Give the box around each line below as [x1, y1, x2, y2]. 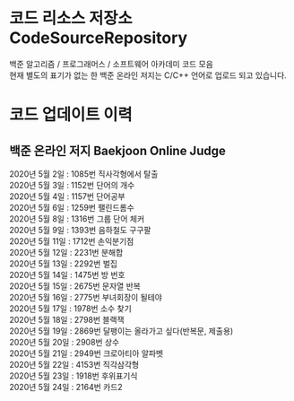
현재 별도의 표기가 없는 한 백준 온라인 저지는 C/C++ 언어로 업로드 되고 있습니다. [9, 69, 287, 81]
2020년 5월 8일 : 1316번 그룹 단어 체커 [9, 213, 145, 224]
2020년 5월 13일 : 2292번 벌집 [9, 257, 118, 269]
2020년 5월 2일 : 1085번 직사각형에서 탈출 [9, 168, 159, 179]
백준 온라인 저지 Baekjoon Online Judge [9, 143, 226, 158]
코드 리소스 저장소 [9, 8, 133, 29]
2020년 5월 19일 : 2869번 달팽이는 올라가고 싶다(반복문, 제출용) [9, 325, 234, 336]
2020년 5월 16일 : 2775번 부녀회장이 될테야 [9, 292, 163, 302]
